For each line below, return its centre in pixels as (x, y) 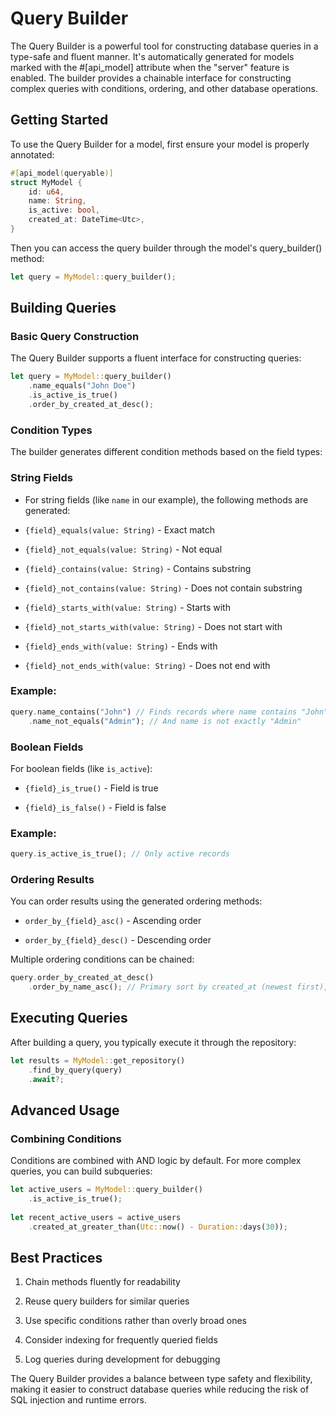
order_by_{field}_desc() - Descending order (118, 940)
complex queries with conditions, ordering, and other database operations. (164, 88)
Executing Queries (69, 1018)
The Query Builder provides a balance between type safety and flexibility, (161, 1379)
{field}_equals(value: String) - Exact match (119, 529)
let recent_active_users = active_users (96, 1217)
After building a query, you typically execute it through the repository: (153, 1042)
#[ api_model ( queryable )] (62, 173)
